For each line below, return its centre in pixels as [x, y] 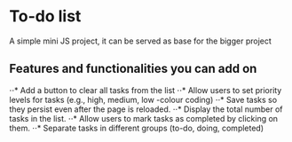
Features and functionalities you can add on [133, 69]
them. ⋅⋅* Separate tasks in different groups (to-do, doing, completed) [137, 128]
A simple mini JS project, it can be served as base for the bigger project [141, 41]
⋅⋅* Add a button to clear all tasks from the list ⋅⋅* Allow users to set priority [146, 90]
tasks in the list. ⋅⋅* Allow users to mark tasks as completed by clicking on [143, 118]
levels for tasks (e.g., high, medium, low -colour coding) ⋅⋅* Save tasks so [143, 99]
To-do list [45, 16]
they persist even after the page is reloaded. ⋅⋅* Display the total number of [146, 109]
